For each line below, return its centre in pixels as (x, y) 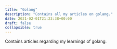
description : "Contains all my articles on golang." (59, 14)
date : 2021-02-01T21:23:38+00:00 (39, 18)
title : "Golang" (21, 9)
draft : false (18, 23)
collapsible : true (23, 28)
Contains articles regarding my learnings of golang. (56, 41)
